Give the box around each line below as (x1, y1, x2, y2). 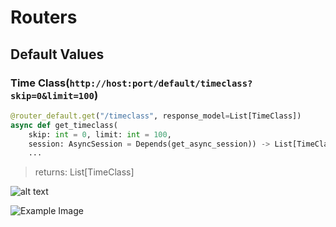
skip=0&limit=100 (10, 90, 95, 101)
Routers (10, 6, 78, 29)
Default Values (10, 46, 105, 63)
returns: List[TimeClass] (34, 166, 135, 178)
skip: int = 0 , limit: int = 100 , (28, 129, 172, 140)
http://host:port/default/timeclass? (69, 77, 253, 89)
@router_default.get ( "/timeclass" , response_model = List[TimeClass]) (10, 111, 302, 121)
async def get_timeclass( (10, 120, 118, 130)
